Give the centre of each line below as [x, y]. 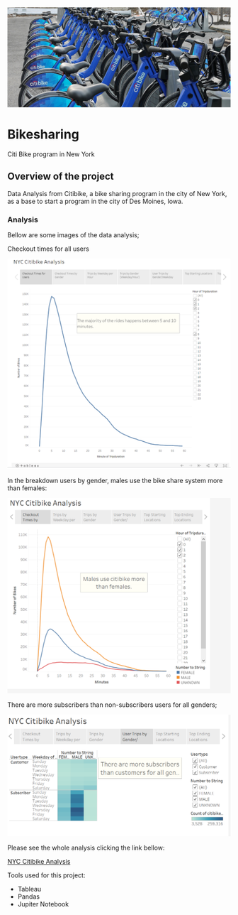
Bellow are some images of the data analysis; [73, 234]
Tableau [29, 889]
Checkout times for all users [49, 249]
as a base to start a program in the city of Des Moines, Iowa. [95, 201]
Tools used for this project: [46, 875]
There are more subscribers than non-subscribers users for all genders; [112, 705]
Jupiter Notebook [43, 904]
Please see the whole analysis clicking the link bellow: [86, 848]
